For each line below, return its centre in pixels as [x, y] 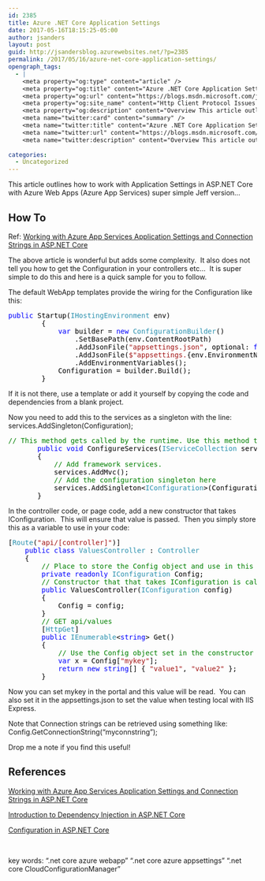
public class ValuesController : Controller [112, 550]
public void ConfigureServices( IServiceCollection [137, 448]
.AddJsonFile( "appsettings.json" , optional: [162, 347]
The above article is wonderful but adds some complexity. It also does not [129, 260]
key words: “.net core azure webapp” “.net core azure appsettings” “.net [125, 861]
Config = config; [91, 605]
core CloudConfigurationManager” [64, 868]
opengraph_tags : [35, 67]
